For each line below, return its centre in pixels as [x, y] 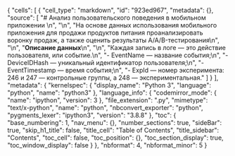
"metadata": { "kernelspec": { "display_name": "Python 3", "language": [109, 85]
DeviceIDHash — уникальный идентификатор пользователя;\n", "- [106, 62]
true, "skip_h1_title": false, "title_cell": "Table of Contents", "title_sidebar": [113, 130]
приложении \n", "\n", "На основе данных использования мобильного [112, 25]
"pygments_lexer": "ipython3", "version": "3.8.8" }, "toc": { [92, 115]
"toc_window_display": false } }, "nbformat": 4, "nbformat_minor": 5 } [107, 145]
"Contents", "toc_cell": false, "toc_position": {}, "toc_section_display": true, [115, 138]
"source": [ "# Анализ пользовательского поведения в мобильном [107, 18]
